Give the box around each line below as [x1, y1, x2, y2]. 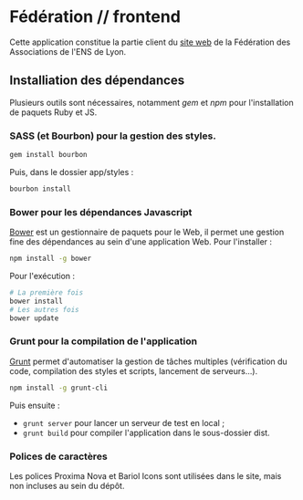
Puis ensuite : [9, 400, 61, 411]
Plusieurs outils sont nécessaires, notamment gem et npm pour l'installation [9, 97, 294, 108]
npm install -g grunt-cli [9, 383, 108, 392]
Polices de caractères [9, 450, 108, 463]
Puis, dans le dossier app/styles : [9, 166, 134, 177]
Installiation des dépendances [9, 73, 185, 89]
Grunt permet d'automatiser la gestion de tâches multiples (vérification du [9, 356, 287, 367]
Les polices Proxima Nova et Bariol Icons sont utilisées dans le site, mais [9, 470, 282, 481]
